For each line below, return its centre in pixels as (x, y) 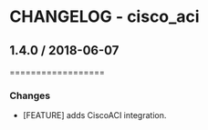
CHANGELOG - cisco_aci (104, 17)
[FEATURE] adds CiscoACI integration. (94, 115)
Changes (30, 95)
